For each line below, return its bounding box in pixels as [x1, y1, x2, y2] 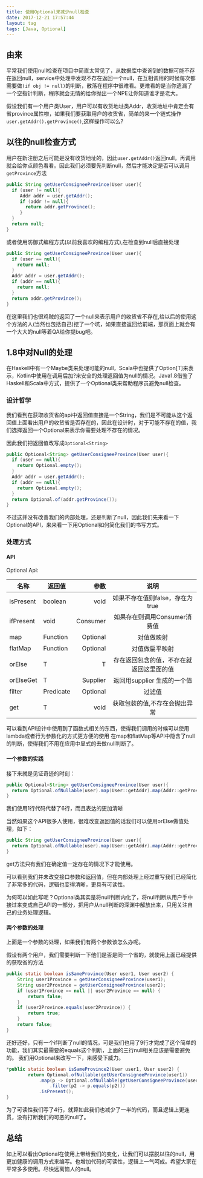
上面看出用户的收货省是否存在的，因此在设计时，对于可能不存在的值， [16, 419, 192, 426]
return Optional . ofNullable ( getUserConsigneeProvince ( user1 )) [28, 1071, 188, 1078]
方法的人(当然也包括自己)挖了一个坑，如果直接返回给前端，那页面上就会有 [11, 320, 196, 328]
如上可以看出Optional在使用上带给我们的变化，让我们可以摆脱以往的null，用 [6, 1150, 195, 1157]
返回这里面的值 [131, 665, 174, 673]
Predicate [43, 687, 71, 696]
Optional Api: [6, 567, 39, 574]
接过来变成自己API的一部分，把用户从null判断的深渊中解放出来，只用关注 [6, 901, 188, 908]
